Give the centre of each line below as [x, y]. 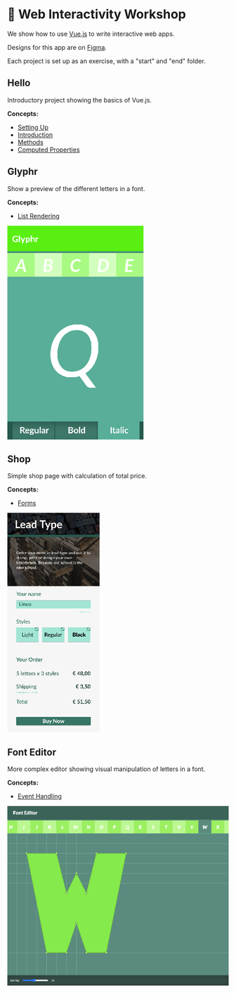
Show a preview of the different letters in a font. [76, 188]
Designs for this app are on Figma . [57, 47]
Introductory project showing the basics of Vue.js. [80, 100]
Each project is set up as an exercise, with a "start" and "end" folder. [106, 61]
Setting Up [33, 127]
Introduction [35, 134]
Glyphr [23, 172]
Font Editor [32, 752]
